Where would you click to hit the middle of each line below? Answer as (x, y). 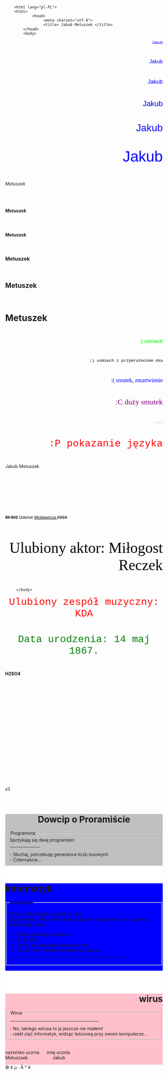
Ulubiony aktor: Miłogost (86, 548)
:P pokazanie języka (106, 444)
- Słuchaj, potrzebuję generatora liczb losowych (59, 854)
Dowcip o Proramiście (84, 819)
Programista (23, 833)
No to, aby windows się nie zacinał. (53, 945)
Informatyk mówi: (28, 924)
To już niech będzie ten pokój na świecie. (60, 950)
